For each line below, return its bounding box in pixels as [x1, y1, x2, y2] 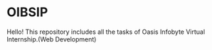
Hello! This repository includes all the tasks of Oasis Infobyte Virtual [6, 27, 206, 36]
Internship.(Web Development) [6, 35, 97, 43]
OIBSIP [6, 4, 48, 20]
